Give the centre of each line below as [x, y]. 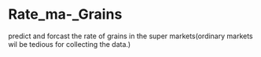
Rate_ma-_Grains [65, 14]
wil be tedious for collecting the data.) [70, 44]
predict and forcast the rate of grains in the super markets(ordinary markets [130, 36]
